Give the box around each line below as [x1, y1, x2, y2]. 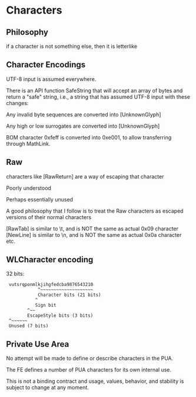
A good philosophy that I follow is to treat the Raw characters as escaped [6, 207, 184, 214]
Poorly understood [6, 184, 52, 191]
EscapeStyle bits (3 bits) [27, 313, 94, 319]
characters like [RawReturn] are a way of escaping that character [6, 173, 164, 180]
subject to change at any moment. [6, 384, 89, 391]
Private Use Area [6, 339, 69, 349]
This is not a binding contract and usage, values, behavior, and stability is [6, 378, 184, 385]
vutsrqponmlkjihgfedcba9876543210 [8, 282, 94, 288]
